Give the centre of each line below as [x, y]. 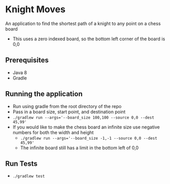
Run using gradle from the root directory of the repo [67, 106]
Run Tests [21, 163]
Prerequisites [27, 60]
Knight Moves [35, 9]
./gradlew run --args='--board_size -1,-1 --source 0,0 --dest [89, 138]
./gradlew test [29, 176]
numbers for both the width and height [53, 132]
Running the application [44, 94]
